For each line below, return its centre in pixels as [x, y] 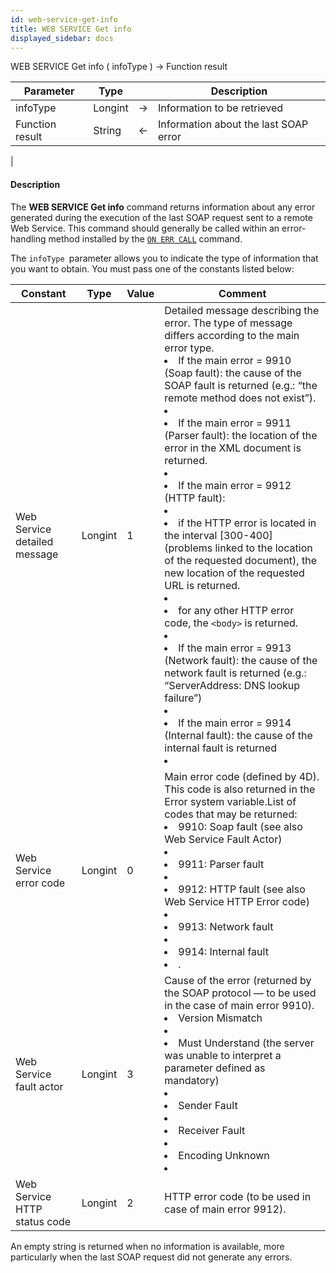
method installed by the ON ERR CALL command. [145, 238]
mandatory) [192, 1080]
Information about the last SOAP [233, 124]
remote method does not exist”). [240, 398]
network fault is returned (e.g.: [235, 673]
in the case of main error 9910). [239, 1005]
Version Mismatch [220, 1018]
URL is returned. [202, 585]
